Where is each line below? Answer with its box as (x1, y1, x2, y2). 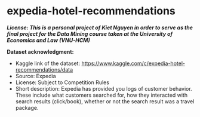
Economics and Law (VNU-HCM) (7, 36, 90, 44)
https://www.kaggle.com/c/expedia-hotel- (81, 60, 186, 67)
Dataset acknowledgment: (7, 48, 74, 55)
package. (15, 104, 39, 111)
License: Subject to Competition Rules (15, 79, 110, 86)
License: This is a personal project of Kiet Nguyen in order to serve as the (7, 24, 193, 31)
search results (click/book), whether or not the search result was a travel (15, 97, 195, 105)
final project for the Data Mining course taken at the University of (7, 30, 173, 37)
